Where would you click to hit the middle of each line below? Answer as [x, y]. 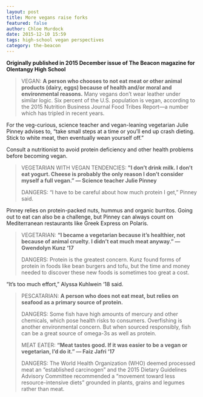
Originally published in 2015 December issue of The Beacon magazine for [101, 63]
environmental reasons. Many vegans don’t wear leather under [101, 94]
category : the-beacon [34, 46]
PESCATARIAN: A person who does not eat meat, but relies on [100, 296]
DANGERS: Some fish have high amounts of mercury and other [100, 314]
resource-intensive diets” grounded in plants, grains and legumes [103, 382]
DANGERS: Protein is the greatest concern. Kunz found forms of [101, 259]
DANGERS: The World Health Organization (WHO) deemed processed [108, 363]
